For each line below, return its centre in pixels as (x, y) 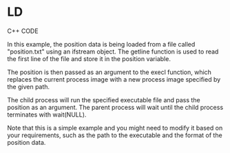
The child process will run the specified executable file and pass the (104, 99)
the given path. (29, 86)
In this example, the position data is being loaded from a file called (101, 44)
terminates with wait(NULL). (47, 115)
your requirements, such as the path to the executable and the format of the (115, 135)
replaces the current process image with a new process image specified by (114, 79)
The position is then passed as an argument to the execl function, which (109, 72)
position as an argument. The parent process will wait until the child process (115, 107)
